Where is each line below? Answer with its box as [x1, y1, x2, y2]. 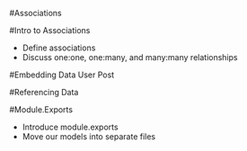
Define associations [22, 42, 96, 53]
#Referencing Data [9, 87, 79, 97]
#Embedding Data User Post [9, 69, 115, 80]
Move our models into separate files [22, 131, 155, 142]
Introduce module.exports [22, 121, 119, 132]
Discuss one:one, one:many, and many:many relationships [22, 52, 238, 62]
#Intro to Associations [9, 25, 91, 35]
